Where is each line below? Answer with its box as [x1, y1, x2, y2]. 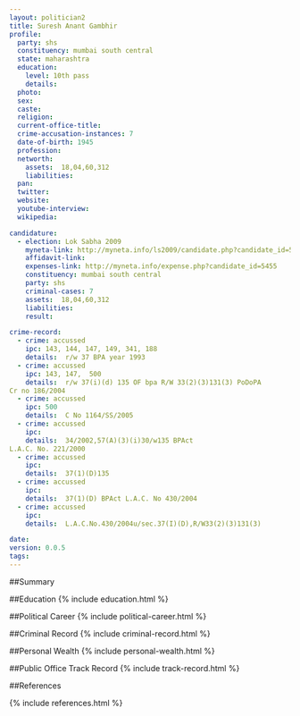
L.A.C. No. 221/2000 [9, 444, 87, 453]
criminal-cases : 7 [25, 287, 94, 296]
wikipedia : [17, 212, 58, 222]
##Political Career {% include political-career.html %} [9, 611, 207, 621]
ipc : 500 [25, 403, 58, 412]
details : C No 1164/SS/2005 [25, 411, 134, 420]
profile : [9, 29, 42, 38]
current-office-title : [17, 122, 102, 131]
